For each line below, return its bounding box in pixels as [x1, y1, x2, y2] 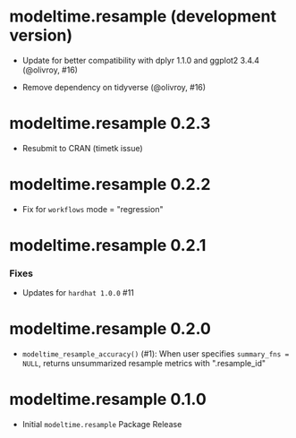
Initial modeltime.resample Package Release [21, 419, 182, 430]
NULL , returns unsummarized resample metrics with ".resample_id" [21, 358, 266, 369]
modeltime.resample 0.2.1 [9, 236, 207, 255]
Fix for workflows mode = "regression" [21, 203, 164, 214]
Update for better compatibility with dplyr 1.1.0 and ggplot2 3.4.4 [21, 55, 260, 65]
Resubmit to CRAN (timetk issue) [21, 142, 143, 153]
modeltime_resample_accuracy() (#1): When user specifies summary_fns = [21, 348, 290, 359]
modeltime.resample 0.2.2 [9, 175, 211, 194]
